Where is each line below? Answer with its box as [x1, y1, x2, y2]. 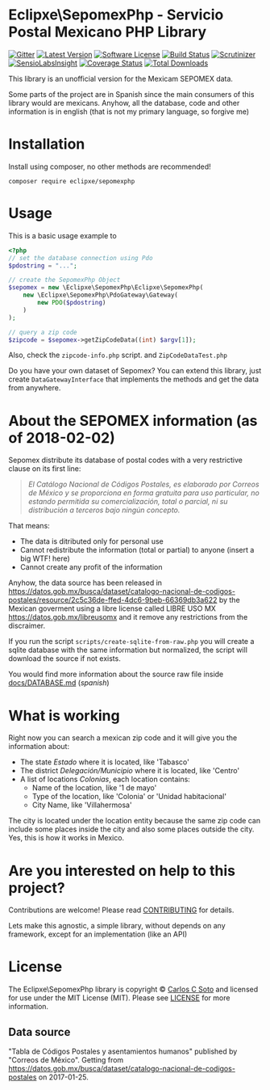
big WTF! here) [19, 553, 70, 563]
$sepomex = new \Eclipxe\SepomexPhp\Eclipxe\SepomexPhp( [8, 284, 204, 292]
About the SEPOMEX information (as [8, 411, 258, 430]
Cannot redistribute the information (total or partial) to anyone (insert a [19, 545, 255, 555]
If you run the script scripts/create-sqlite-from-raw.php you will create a [8, 637, 255, 646]
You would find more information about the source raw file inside [8, 669, 224, 680]
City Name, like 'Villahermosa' [31, 800, 132, 810]
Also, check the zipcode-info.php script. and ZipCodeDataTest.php [8, 350, 228, 360]
